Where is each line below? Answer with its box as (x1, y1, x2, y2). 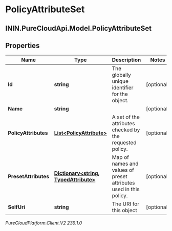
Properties (5, 41, 40, 50)
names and (112, 160, 139, 167)
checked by (112, 126, 140, 133)
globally (112, 72, 132, 79)
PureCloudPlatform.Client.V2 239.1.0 (5, 220, 82, 226)
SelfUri (8, 203, 26, 211)
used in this (112, 186, 140, 193)
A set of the (112, 113, 140, 121)
